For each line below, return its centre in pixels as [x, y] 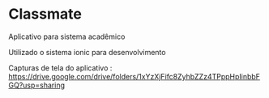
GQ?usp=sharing [36, 85]
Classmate [45, 14]
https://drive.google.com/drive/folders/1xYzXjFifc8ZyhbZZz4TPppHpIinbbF [134, 76]
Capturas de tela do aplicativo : [60, 68]
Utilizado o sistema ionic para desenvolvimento [87, 52]
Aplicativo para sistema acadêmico [67, 36]
